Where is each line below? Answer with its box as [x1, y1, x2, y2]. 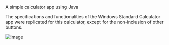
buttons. [5, 24, 23, 30]
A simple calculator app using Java [5, 4, 79, 10]
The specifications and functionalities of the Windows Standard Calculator [5, 14, 161, 19]
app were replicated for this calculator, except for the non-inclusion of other [5, 19, 164, 25]
